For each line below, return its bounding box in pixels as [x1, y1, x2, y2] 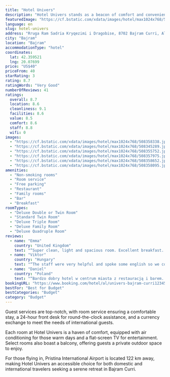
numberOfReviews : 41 [5, 87, 49, 93]
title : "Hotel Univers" [5, 7, 56, 13]
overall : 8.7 [10, 97, 37, 102]
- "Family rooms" [10, 191, 47, 196]
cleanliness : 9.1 [10, 106, 47, 111]
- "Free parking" [10, 182, 47, 187]
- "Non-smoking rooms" [10, 172, 58, 177]
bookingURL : [5, 281, 30, 286]
